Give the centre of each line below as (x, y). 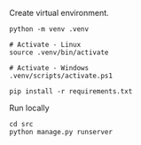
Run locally (29, 108)
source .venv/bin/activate (59, 52)
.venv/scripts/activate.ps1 (61, 76)
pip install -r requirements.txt (71, 92)
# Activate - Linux (45, 44)
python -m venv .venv (49, 29)
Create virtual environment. (59, 13)
